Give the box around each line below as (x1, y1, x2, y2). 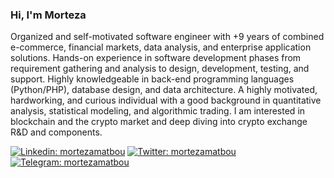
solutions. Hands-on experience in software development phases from (10, 52, 302, 64)
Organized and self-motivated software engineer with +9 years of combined (10, 31, 325, 43)
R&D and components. (10, 126, 103, 138)
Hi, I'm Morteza (10, 8, 87, 22)
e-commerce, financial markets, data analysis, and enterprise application (10, 41, 312, 53)
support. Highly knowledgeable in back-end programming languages (10, 73, 295, 85)
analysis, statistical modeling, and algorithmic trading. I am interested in (10, 105, 306, 117)
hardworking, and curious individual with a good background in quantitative (10, 94, 322, 107)
